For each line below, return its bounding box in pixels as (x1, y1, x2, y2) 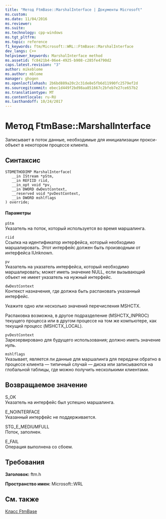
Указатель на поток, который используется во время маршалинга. (5, 225, 146, 231)
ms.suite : (5, 26, 26, 31)
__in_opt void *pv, (11, 182, 52, 187)
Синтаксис (5, 156, 41, 165)
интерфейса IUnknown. (5, 250, 53, 256)
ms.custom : (5, 12, 28, 17)
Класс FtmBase (5, 508, 37, 514)
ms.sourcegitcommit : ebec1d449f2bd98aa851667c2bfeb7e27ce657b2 (5, 85, 138, 90)
